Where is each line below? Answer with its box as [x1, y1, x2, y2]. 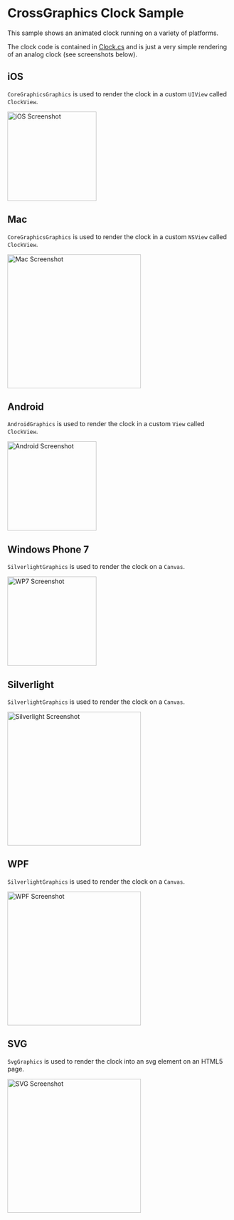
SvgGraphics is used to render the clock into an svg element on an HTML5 [7, 1057, 223, 1065]
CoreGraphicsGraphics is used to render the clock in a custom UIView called [7, 89, 228, 98]
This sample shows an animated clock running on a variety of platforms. [7, 29, 219, 37]
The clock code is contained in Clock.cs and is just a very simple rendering [7, 42, 228, 51]
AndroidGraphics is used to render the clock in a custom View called [7, 420, 205, 428]
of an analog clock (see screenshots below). [7, 50, 137, 59]
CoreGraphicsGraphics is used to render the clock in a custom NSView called [7, 232, 228, 241]
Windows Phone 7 [7, 543, 90, 555]
